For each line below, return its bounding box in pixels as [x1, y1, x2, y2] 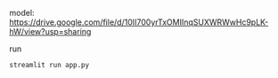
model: [9, 8, 35, 18]
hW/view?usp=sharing [9, 27, 92, 36]
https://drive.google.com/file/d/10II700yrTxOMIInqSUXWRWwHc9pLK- [9, 17, 269, 27]
